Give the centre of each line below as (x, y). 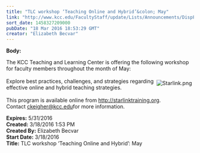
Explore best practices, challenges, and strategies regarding (80, 82)
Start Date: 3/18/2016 (33, 137)
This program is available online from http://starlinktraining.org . (84, 100)
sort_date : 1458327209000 (38, 23)
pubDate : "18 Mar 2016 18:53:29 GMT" (53, 28)
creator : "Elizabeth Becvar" (42, 34)
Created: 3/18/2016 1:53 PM (41, 124)
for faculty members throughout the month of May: (68, 68)
